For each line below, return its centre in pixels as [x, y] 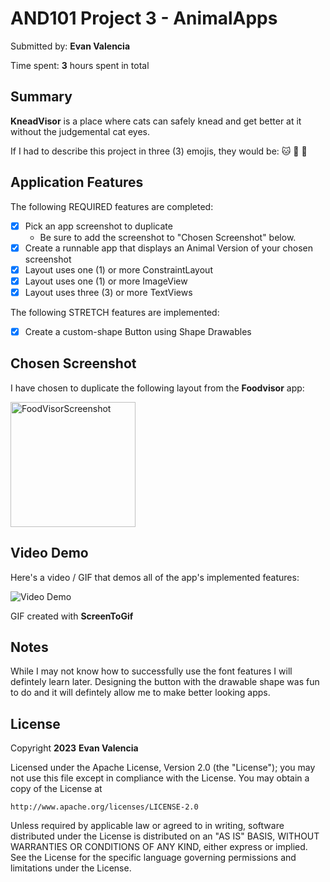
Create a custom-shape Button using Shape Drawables [138, 331]
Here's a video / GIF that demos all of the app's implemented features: [155, 577]
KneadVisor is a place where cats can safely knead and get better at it [156, 121]
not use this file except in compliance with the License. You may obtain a [160, 778]
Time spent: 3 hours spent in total [80, 65]
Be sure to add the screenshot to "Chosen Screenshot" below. [168, 237]
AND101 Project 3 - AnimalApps [144, 18]
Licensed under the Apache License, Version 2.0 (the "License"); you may [163, 768]
